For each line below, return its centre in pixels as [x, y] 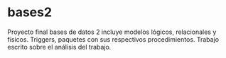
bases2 [29, 12]
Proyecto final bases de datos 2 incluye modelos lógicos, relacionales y [112, 32]
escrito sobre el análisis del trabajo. [59, 47]
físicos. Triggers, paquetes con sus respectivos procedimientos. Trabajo [113, 39]
